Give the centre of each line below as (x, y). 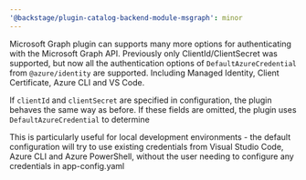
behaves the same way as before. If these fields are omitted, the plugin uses (153, 109)
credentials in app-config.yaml (67, 165)
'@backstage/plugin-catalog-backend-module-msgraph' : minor (127, 18)
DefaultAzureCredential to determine (80, 119)
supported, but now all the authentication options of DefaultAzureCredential (153, 63)
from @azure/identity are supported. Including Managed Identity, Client (145, 73)
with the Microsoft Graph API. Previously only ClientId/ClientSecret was (144, 53)
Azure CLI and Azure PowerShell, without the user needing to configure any (152, 156)
